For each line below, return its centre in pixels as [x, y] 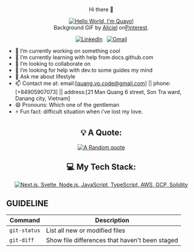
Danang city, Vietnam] [42, 98]
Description [112, 221]
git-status [25, 231]
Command [25, 221]
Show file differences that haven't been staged [112, 241]
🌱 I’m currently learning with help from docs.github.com [84, 57]
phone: [162, 83]
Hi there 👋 [101, 9]
